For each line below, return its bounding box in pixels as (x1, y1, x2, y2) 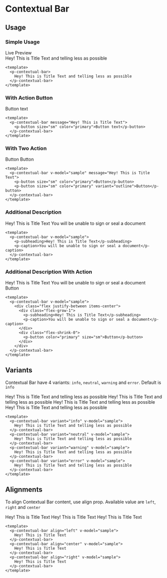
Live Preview (5, 50, 32, 56)
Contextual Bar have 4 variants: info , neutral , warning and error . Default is (5, 379, 161, 386)
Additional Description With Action (5, 268, 92, 275)
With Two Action (5, 145, 47, 152)
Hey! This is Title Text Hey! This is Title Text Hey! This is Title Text (5, 514, 142, 520)
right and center (5, 504, 41, 510)
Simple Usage (5, 38, 40, 45)
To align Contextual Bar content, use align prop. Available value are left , (5, 499, 156, 505)
